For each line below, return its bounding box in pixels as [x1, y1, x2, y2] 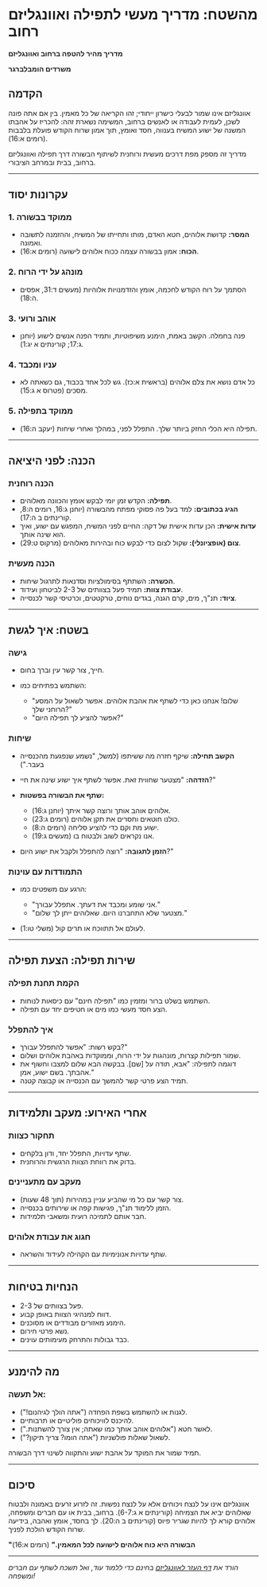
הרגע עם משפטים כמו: [19, 884, 87, 893]
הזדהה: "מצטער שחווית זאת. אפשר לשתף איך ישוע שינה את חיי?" [19, 775, 216, 784]
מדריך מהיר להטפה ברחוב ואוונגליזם [8, 48, 123, 58]
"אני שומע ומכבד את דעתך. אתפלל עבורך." [31, 900, 161, 909]
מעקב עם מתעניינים [8, 1176, 82, 1187]
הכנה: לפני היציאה [8, 455, 95, 468]
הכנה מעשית [8, 558, 56, 569]
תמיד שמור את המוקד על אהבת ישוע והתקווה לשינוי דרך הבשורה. [8, 1448, 201, 1457]
